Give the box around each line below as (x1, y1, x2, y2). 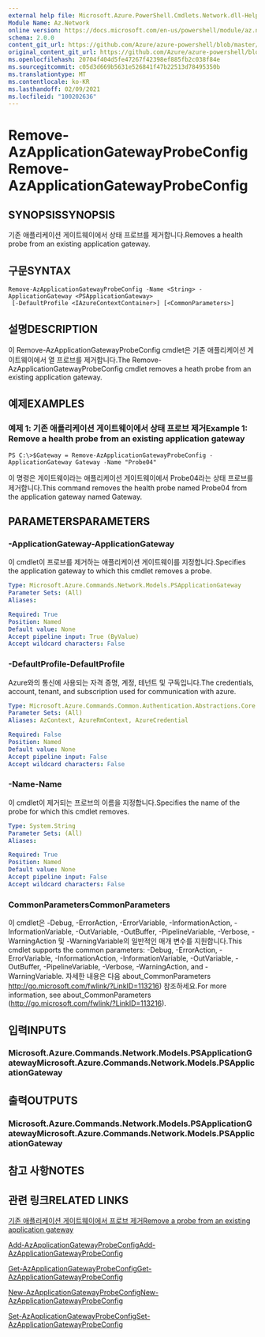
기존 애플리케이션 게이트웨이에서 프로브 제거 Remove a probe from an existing (8, 1215, 251, 1226)
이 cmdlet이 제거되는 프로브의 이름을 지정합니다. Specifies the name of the (8, 798, 241, 807)
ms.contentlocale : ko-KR (8, 77, 90, 85)
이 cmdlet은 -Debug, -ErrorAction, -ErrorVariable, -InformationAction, (8, 918, 233, 927)
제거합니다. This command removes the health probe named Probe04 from (8, 483, 248, 493)
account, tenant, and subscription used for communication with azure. (8, 686, 237, 696)
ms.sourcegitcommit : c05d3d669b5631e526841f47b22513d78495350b (8, 63, 221, 71)
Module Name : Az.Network (8, 19, 90, 27)
